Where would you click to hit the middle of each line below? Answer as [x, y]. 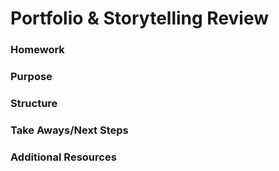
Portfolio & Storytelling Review [140, 18]
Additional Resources [63, 157]
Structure [34, 103]
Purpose [31, 77]
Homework [37, 50]
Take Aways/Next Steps [69, 130]
